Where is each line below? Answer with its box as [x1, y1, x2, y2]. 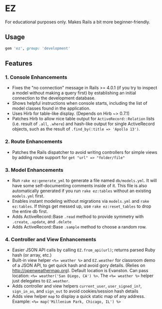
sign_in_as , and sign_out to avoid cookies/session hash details [12, 288, 139, 294]
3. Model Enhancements [5, 166, 64, 173]
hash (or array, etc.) [12, 252, 52, 258]
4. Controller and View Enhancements [5, 236, 97, 243]
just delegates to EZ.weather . [12, 278, 70, 284]
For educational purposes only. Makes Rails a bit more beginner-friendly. [5, 19, 150, 25]
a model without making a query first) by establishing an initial [12, 90, 136, 96]
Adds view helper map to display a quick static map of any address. [12, 293, 146, 299]
